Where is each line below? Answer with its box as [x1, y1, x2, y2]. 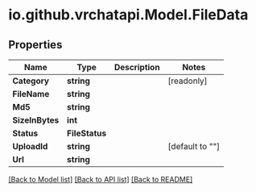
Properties [8, 38, 63, 52]
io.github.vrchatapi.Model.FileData [8, 6, 249, 24]
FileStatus [67, 127, 107, 139]
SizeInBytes [12, 115, 60, 126]
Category [12, 75, 50, 86]
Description [114, 62, 160, 73]
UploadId [12, 141, 48, 152]
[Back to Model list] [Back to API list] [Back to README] [8, 175, 193, 184]
